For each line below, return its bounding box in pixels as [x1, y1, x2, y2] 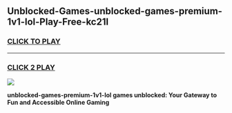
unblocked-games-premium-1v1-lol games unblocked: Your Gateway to [7, 90, 217, 99]
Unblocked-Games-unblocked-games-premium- [7, 5, 223, 17]
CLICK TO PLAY [7, 37, 61, 47]
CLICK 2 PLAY [7, 62, 55, 72]
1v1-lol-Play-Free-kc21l [7, 16, 109, 28]
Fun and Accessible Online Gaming [7, 98, 110, 106]
